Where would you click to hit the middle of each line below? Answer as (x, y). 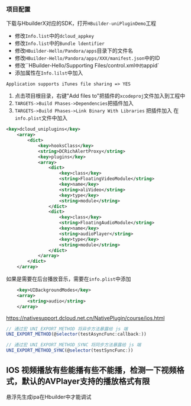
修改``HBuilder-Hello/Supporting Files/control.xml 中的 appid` (87, 66)
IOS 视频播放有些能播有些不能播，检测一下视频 (91, 370)
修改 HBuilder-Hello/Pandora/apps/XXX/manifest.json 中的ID (87, 58)
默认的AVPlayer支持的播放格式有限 (86, 381)
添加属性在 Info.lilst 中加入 (49, 73)
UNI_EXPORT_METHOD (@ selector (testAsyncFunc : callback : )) (76, 334)
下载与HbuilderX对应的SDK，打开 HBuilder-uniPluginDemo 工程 (81, 23)
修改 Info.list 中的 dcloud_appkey (54, 36)
